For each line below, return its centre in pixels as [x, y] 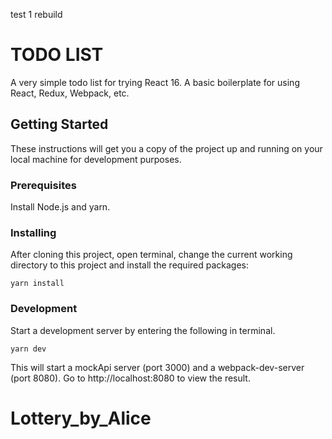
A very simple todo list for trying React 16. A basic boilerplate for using [155, 82]
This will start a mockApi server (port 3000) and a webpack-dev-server [157, 367]
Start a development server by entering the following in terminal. [143, 330]
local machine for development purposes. [96, 159]
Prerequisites [43, 185]
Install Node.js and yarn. [60, 207]
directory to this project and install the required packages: [130, 265]
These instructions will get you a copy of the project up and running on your [166, 148]
